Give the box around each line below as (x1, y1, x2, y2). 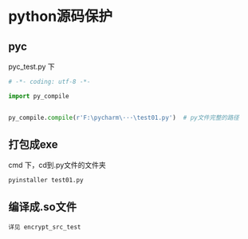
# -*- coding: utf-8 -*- (8, 78, 91, 86)
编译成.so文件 (8, 200, 77, 213)
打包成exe (8, 137, 58, 152)
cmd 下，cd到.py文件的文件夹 (8, 161, 106, 170)
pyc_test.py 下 (8, 62, 55, 71)
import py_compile (8, 92, 69, 100)
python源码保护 (8, 7, 113, 26)
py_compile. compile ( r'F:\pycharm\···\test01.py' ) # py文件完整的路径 (8, 114, 239, 121)
